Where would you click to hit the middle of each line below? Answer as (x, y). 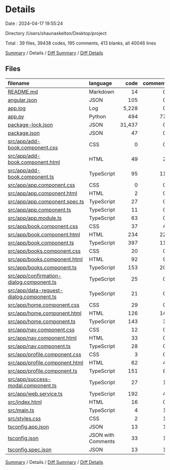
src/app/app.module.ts (35, 218)
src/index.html (25, 402)
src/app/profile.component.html (46, 362)
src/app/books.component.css (44, 251)
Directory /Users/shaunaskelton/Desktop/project (56, 33)
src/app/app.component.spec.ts (46, 202)
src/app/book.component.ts (41, 243)
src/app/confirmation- (35, 276)
